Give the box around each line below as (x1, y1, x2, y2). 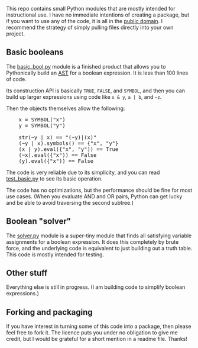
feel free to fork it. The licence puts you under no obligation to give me (6, 329, 178, 336)
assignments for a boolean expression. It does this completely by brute (6, 238, 179, 245)
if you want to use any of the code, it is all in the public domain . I (6, 18, 163, 24)
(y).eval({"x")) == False (18, 157, 94, 165)
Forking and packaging (6, 307, 93, 317)
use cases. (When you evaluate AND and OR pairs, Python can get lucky (6, 192, 183, 200)
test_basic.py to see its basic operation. (6, 175, 103, 182)
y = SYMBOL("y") (18, 122, 66, 129)
